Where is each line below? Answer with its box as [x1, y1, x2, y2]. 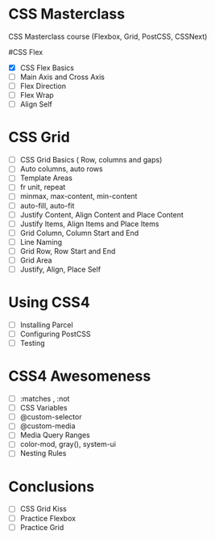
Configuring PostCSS [19, 329, 91, 339]
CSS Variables [19, 403, 68, 413]
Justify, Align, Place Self [19, 264, 101, 274]
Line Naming [19, 237, 63, 246]
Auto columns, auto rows [19, 164, 103, 174]
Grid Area [19, 255, 52, 265]
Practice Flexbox [19, 513, 76, 523]
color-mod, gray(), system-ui [19, 440, 117, 449]
